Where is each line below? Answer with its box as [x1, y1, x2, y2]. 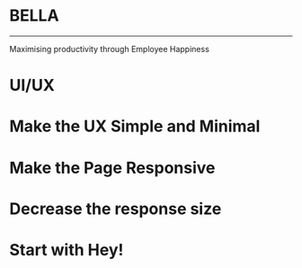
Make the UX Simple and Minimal [9, 116, 261, 137]
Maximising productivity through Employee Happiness [9, 43, 209, 54]
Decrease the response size [9, 199, 222, 219]
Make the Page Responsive [9, 157, 216, 178]
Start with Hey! [9, 239, 124, 260]
